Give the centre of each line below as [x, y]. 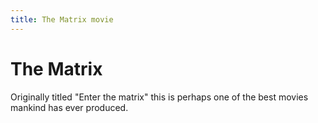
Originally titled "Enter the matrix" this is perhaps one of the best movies [159, 97]
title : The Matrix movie [62, 19]
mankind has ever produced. [69, 107]
